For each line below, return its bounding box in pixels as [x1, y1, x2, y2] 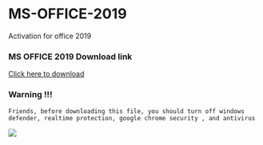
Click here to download [8, 69, 85, 79]
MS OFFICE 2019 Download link [8, 51, 133, 62]
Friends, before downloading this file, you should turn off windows [8, 107, 245, 116]
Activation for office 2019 [8, 31, 92, 41]
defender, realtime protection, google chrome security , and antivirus [8, 114, 256, 122]
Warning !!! [8, 89, 53, 100]
